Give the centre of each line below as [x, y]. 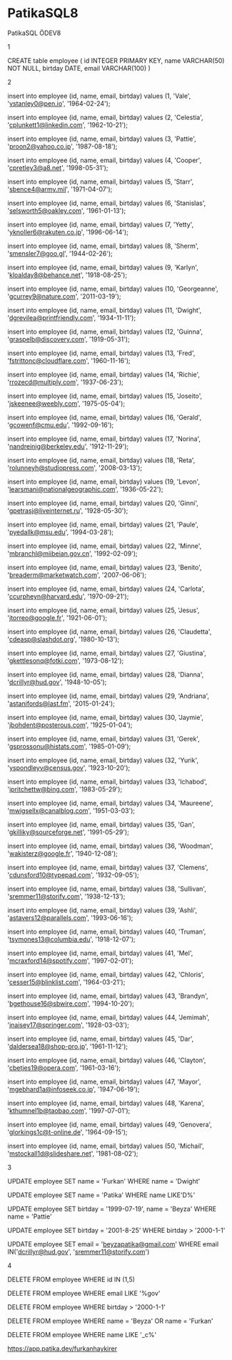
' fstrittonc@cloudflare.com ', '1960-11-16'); [69, 360]
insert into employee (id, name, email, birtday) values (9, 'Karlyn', [103, 267]
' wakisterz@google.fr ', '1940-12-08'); [62, 853]
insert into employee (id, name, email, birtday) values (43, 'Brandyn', [108, 996]
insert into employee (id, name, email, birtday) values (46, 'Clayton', [107, 1060]
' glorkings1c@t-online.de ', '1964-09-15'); [67, 1132]
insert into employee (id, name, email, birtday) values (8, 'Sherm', [103, 246]
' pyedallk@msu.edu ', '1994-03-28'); [61, 532]
